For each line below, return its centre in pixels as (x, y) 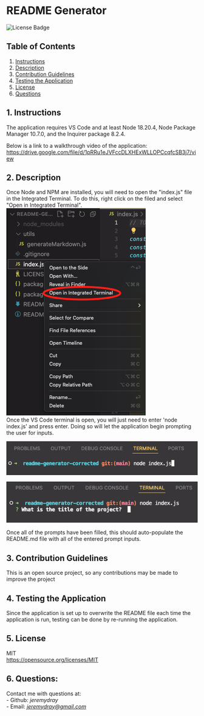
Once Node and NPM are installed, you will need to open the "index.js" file (99, 192)
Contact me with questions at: (44, 693)
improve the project (31, 579)
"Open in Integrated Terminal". (44, 205)
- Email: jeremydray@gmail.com (46, 706)
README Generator (56, 11)
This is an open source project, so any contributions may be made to (92, 573)
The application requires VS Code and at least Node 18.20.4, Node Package (101, 127)
